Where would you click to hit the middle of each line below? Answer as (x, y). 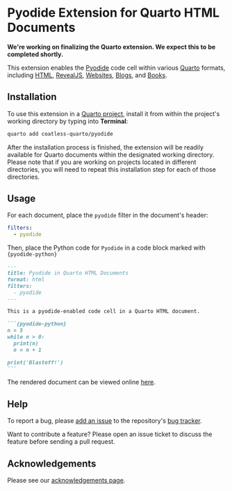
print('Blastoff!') (35, 362)
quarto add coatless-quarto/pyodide (60, 134)
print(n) (26, 343)
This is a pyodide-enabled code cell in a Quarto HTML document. (103, 312)
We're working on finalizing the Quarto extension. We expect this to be (111, 47)
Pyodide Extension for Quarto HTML (114, 13)
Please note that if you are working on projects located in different (102, 162)
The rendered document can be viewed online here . (82, 382)
